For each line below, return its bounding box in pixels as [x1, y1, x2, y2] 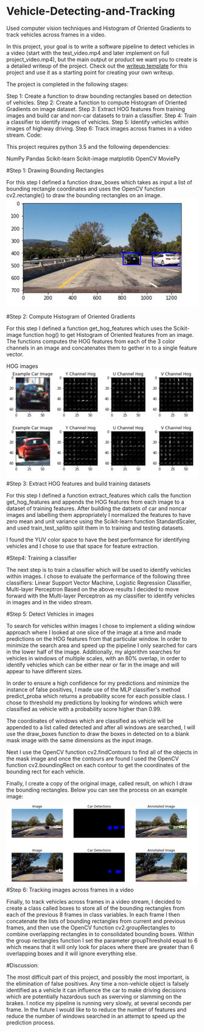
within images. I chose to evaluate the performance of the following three [6, 572, 190, 580]
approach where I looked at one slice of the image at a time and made [6, 629, 181, 636]
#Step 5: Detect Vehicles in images [6, 610, 94, 618]
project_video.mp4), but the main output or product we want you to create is [6, 56, 198, 63]
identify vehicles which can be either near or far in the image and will [6, 661, 180, 669]
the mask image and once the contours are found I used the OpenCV [6, 755, 179, 762]
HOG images [6, 363, 38, 370]
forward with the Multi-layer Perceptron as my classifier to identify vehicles [6, 592, 195, 599]
